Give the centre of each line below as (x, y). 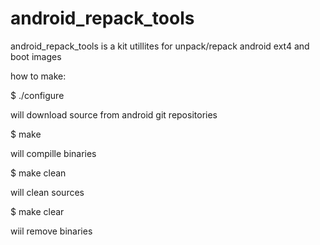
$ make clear (37, 211)
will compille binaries (53, 153)
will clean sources (47, 192)
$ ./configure (37, 95)
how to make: (38, 76)
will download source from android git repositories (114, 114)
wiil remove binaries (51, 231)
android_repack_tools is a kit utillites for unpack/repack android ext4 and (160, 46)
